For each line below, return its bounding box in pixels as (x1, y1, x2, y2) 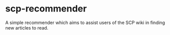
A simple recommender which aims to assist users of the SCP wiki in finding (5, 19, 165, 25)
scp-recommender (5, 3, 87, 14)
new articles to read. (5, 24, 48, 30)
